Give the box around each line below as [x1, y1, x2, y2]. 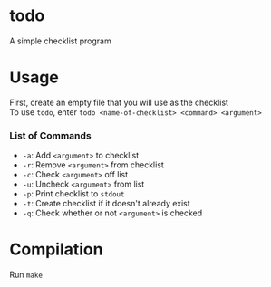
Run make [9, 269, 44, 281]
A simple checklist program [9, 35, 111, 46]
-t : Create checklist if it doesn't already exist [22, 198, 190, 209]
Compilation [9, 239, 103, 260]
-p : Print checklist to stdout [22, 188, 125, 199]
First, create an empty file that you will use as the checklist [9, 97, 229, 108]
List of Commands [9, 129, 92, 141]
